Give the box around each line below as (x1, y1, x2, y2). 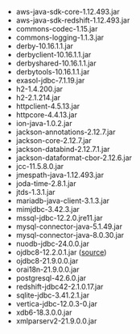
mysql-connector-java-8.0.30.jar (15, 230, 125, 239)
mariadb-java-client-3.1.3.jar (15, 196, 110, 205)
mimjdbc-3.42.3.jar (15, 205, 80, 214)
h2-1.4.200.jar (15, 84, 63, 94)
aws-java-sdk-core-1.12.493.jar (15, 7, 120, 16)
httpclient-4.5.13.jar (15, 101, 80, 111)
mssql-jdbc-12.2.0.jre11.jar (15, 214, 103, 222)
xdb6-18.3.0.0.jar (15, 307, 72, 317)
